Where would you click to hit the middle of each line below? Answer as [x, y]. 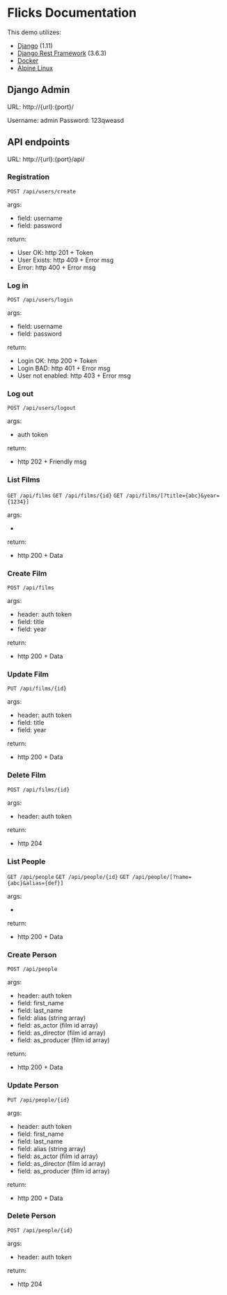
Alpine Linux [35, 68]
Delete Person [32, 1216]
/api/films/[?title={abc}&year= [173, 496]
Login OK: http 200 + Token [57, 361]
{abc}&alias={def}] [36, 883]
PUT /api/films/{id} [37, 689]
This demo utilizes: [34, 32]
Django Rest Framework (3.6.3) [62, 53]
